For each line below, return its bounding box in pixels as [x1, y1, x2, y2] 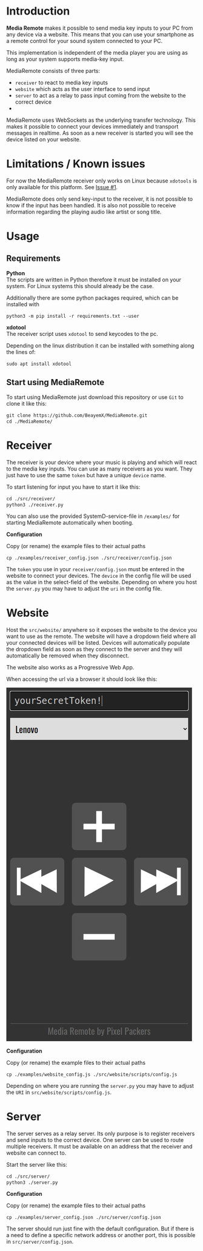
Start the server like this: [6, 1161, 68, 1168]
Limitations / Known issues [6, 157, 145, 171]
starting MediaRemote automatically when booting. [6, 518, 134, 526]
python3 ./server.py [6, 1179, 59, 1186]
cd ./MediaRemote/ [6, 418, 53, 424]
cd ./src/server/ [6, 1173, 50, 1179]
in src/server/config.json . [6, 1238, 74, 1245]
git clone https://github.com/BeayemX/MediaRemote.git [6, 412, 148, 418]
